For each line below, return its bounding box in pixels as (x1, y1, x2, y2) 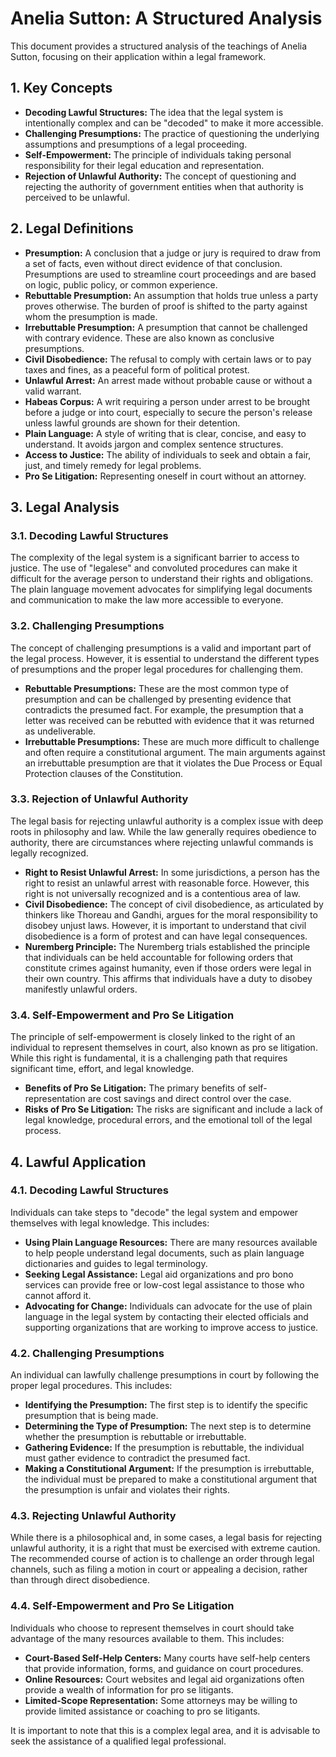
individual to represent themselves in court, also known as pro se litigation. (10, 1042, 318, 1054)
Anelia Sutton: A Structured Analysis (10, 7, 323, 30)
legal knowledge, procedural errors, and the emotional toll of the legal (24, 1114, 313, 1126)
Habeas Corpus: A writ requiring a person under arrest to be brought (24, 395, 311, 407)
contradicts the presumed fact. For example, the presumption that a (24, 703, 304, 716)
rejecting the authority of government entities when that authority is (24, 180, 304, 192)
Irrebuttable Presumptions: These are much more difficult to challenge (24, 735, 320, 747)
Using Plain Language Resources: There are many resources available (24, 1236, 318, 1248)
